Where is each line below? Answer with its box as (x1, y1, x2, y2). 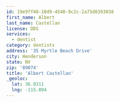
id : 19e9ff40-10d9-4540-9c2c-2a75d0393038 (6, 8, 114, 15)
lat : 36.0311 (11, 82, 44, 88)
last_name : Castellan (6, 20, 61, 26)
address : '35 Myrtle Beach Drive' (6, 48, 93, 54)
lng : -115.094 (11, 87, 47, 93)
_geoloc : (6, 76, 28, 82)
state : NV (6, 59, 31, 65)
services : (6, 31, 31, 37)
